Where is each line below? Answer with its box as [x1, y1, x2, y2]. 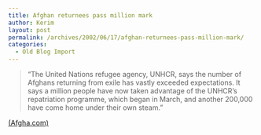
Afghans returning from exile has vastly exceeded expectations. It [27, 78, 241, 87]
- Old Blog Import [15, 48, 76, 56]
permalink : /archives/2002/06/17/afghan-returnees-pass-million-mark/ [8, 33, 244, 42]
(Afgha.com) [8, 119, 50, 127]
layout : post [8, 26, 51, 34]
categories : [8, 41, 47, 49]
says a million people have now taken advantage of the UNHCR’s [27, 86, 237, 95]
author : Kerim [8, 19, 55, 27]
